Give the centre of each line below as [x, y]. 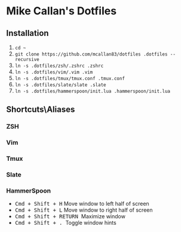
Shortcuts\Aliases [41, 110]
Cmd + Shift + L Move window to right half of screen [84, 210]
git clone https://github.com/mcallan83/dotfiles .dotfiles [91, 54]
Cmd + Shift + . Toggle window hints [65, 223]
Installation [27, 33]
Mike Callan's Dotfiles [62, 11]
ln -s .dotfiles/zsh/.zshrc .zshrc [59, 66]
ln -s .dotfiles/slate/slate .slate [60, 85]
